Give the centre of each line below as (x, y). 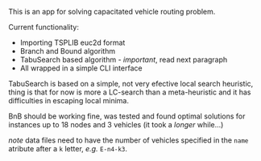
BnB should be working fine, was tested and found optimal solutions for (127, 116)
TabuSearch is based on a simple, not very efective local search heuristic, (131, 84)
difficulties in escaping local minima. (68, 101)
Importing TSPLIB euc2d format (72, 42)
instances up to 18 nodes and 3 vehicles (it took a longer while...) (116, 125)
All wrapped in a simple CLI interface (81, 68)
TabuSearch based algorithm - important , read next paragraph (124, 60)
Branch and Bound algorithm (67, 51)
